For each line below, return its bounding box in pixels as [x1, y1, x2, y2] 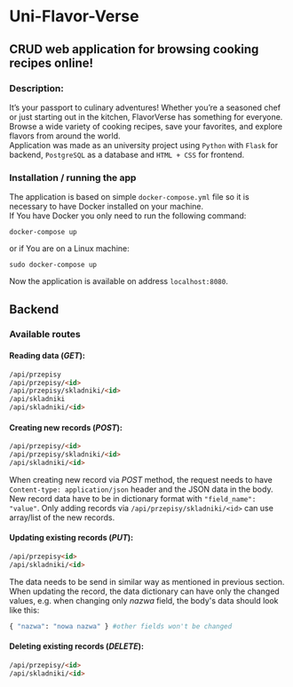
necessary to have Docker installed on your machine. [9, 201, 204, 212]
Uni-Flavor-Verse [9, 6, 139, 27]
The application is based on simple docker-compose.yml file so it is [9, 192, 250, 202]
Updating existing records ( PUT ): [9, 533, 134, 543]
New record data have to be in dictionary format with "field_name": [9, 493, 257, 503]
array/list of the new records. [9, 512, 115, 523]
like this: [9, 604, 40, 615]
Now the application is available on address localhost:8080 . [9, 276, 228, 287]
